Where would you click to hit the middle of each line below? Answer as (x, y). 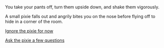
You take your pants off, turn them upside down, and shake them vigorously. (82, 7)
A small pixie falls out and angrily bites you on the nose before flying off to (80, 16)
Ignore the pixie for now (29, 31)
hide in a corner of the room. (34, 22)
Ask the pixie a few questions (35, 40)
